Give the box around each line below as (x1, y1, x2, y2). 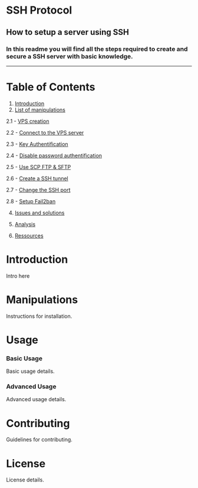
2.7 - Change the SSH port (6, 186, 71, 193)
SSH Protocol (6, 4, 72, 17)
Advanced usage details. (6, 396, 67, 403)
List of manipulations (14, 106, 66, 113)
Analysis (14, 220, 36, 227)
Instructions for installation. (6, 313, 72, 320)
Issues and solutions (14, 209, 65, 216)
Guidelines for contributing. (6, 436, 72, 443)
